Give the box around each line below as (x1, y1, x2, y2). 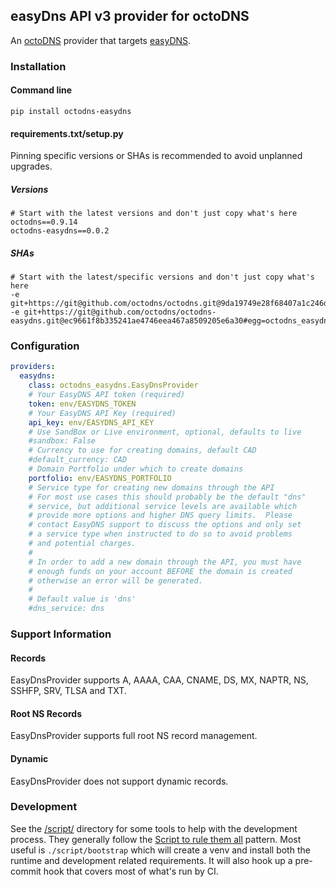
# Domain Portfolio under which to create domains (28, 464, 244, 474)
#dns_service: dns (28, 604, 105, 614)
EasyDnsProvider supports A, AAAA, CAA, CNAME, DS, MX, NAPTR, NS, (10, 674, 309, 686)
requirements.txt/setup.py (10, 127, 124, 139)
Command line (10, 84, 73, 96)
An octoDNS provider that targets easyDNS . (10, 34, 192, 46)
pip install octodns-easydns (10, 106, 132, 116)
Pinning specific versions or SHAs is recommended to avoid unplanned (10, 150, 303, 162)
